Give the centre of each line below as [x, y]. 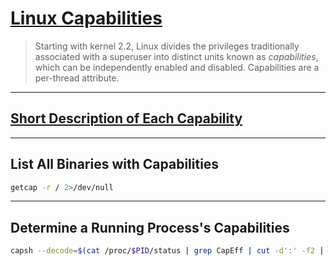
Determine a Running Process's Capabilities [150, 227]
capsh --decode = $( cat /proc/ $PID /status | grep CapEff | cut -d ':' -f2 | [167, 251]
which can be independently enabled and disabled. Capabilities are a [177, 67]
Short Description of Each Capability [126, 118]
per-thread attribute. [77, 78]
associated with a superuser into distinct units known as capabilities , [176, 56]
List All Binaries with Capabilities [115, 164]
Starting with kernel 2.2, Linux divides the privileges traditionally [167, 46]
